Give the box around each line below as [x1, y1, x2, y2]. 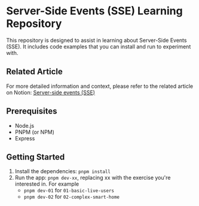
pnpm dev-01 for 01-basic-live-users [23, 187, 115, 194]
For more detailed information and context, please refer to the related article [6, 82, 194, 90]
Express [14, 134, 35, 142]
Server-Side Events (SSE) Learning [6, 4, 183, 18]
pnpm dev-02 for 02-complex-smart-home [23, 193, 120, 201]
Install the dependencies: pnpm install [14, 168, 111, 175]
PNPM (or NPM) [14, 128, 55, 136]
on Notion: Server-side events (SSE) [6, 88, 96, 96]
